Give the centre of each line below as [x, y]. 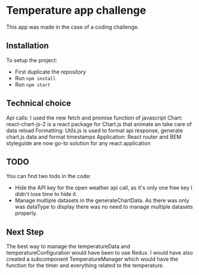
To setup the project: [32, 60]
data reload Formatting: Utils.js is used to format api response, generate [95, 130]
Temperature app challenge [76, 10]
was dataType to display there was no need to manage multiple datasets [104, 207]
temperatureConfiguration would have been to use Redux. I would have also [99, 253]
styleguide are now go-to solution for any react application [78, 143]
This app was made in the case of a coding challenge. [73, 27]
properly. [26, 213]
